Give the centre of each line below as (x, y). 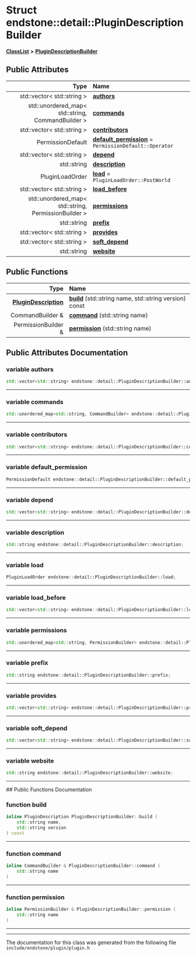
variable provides (31, 695)
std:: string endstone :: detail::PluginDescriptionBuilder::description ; (95, 545)
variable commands (35, 402)
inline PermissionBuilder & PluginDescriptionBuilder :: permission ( (91, 910)
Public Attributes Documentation (67, 353)
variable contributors (37, 435)
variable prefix (27, 663)
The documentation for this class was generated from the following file (91, 942)
